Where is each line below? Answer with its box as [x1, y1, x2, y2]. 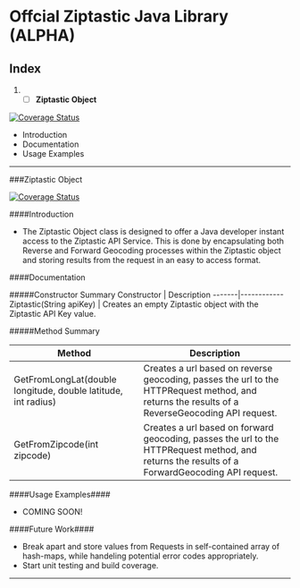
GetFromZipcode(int [13, 439, 99, 451]
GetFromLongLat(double [13, 373, 118, 386]
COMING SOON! [21, 507, 83, 517]
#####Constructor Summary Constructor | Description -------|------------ [9, 289, 284, 301]
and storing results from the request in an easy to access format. [21, 255, 262, 266]
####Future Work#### [9, 524, 95, 534]
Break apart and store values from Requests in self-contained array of [21, 541, 279, 552]
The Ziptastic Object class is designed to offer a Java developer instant [21, 226, 285, 237]
